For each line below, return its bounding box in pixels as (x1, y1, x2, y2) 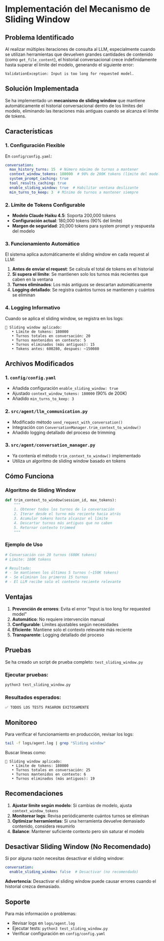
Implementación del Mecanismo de (5, 3, 150, 15)
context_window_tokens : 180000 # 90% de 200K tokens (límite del (9, 172, 147, 177)
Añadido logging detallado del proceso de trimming (12, 429, 116, 435)
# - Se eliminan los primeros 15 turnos (5, 575, 89, 580)
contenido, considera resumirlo (12, 823, 75, 829)
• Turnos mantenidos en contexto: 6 (11, 772, 86, 777)
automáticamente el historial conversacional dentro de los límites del (5, 103, 143, 109)
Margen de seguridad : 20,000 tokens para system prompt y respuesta (12, 223, 155, 228)
